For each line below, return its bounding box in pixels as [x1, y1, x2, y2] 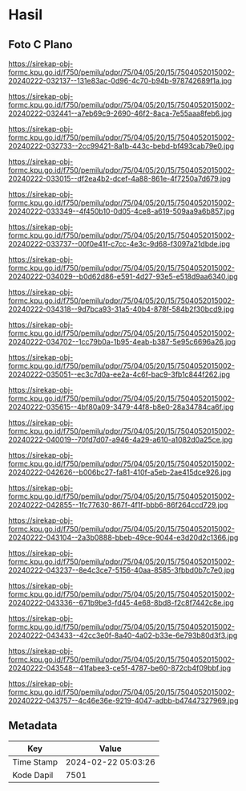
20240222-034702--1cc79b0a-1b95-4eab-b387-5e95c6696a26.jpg [8, 337, 236, 346]
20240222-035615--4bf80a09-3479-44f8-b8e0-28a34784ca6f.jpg [8, 402, 234, 411]
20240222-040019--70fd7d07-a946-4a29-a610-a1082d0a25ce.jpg [8, 435, 233, 444]
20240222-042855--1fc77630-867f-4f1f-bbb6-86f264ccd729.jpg [8, 500, 228, 509]
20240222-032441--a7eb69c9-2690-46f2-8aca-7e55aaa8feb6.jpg [8, 108, 232, 118]
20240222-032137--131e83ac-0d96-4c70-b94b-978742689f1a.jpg [8, 76, 232, 85]
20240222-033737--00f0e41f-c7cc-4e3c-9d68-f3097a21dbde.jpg [8, 239, 231, 248]
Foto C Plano [8, 38, 73, 51]
